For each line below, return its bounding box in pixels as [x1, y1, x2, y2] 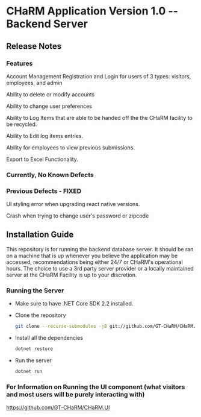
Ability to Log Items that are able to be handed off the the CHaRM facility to [6, 114, 193, 121]
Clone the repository [14, 312, 66, 319]
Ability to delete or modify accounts [6, 90, 95, 98]
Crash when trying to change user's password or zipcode [6, 212, 149, 219]
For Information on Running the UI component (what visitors [6, 383, 185, 391]
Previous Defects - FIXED [6, 187, 82, 195]
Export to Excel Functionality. [6, 155, 78, 163]
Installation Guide [6, 230, 74, 240]
